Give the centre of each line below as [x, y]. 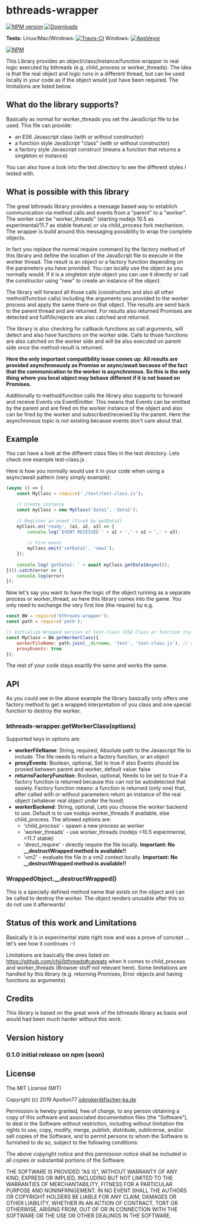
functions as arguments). [37, 980]
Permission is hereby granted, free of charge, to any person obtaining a [93, 1111]
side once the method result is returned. [55, 347]
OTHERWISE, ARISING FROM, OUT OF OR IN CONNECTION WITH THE [92, 1209]
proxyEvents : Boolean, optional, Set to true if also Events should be [97, 763]
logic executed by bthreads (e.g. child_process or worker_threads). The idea [99, 67]
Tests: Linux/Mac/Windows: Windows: [68, 38]
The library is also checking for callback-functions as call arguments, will [95, 328]
